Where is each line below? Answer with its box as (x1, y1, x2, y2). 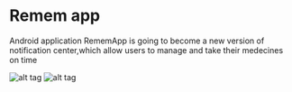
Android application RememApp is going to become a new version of (9, 35, 265, 46)
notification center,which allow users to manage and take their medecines (9, 44, 284, 55)
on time (9, 54, 38, 65)
